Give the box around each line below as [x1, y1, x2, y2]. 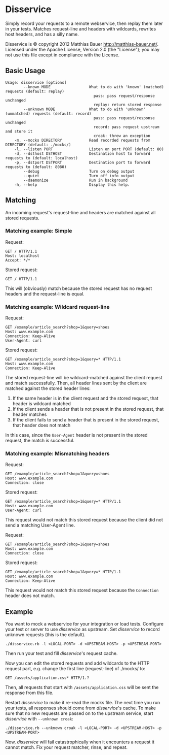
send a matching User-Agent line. [5, 522, 75, 529]
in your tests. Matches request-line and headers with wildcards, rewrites [5, 25, 156, 31]
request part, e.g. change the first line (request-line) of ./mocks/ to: [5, 666, 146, 672]
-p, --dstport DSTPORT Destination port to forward [14, 160, 151, 165]
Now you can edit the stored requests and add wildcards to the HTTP [5, 660, 150, 666]
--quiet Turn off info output [23, 173, 135, 178]
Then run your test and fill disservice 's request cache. [5, 650, 118, 656]
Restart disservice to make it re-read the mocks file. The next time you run [5, 700, 160, 706]
